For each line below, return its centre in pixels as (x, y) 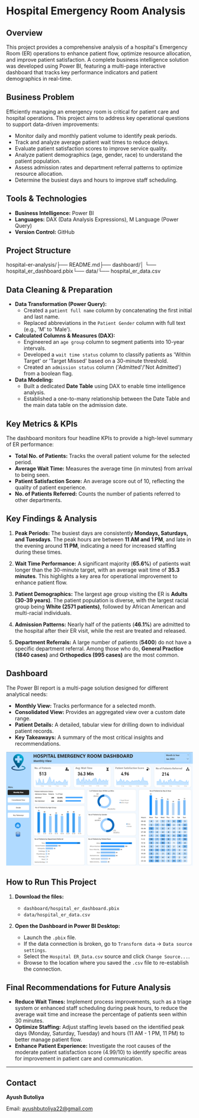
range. (23, 718)
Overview (25, 33)
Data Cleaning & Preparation (60, 290)
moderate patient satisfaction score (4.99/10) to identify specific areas (101, 1052)
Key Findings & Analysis (52, 519)
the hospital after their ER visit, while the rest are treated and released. (100, 630)
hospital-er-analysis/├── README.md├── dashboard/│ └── (81, 265)
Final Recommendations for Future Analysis (89, 988)
